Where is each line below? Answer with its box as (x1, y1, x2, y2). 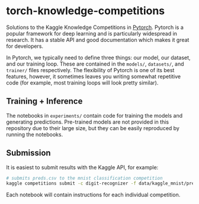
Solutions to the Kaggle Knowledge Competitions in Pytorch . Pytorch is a (6, 24, 184, 31)
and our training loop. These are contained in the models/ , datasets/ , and (6, 60, 185, 67)
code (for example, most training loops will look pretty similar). (6, 79, 159, 86)
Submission (6, 148, 52, 158)
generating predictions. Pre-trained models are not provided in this (6, 118, 169, 125)
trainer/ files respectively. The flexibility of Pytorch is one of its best (6, 66, 175, 73)
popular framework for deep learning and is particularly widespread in (6, 30, 178, 37)
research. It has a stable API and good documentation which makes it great (6, 36, 190, 43)
